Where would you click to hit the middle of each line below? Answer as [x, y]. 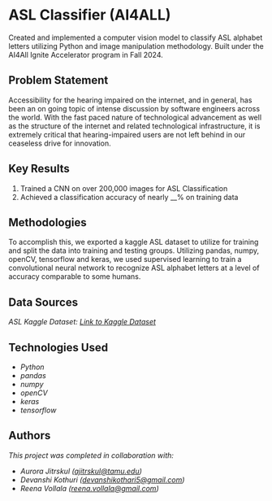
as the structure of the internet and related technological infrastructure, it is [134, 126]
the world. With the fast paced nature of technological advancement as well [135, 117]
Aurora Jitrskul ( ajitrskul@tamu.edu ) [81, 471]
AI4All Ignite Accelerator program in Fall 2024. [86, 54]
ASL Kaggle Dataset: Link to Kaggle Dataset [82, 322]
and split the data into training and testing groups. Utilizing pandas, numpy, [134, 250]
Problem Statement [58, 80]
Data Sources [43, 302]
